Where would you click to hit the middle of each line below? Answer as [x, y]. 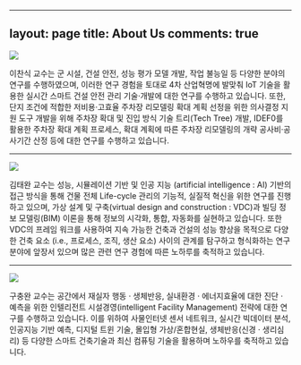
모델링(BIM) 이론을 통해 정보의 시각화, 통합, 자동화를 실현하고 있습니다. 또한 [150, 218]
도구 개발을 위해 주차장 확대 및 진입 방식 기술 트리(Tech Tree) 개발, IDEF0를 [151, 118]
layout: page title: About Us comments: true [134, 34]
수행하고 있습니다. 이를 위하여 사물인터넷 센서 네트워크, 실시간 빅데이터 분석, [158, 318]
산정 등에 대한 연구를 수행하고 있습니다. [101, 140]
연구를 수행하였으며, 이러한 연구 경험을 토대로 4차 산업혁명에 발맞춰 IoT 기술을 [145, 84]
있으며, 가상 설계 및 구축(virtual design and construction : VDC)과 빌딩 [151, 207]
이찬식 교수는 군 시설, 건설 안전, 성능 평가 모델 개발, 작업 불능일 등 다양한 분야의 [147, 73]
